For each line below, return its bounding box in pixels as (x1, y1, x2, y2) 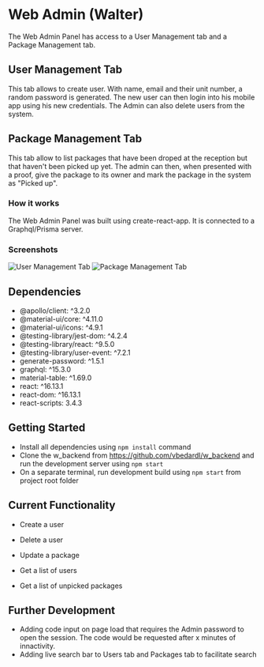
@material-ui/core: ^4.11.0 (19, 314, 104, 323)
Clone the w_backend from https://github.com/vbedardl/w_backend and (19, 450, 255, 460)
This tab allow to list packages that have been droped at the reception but (8, 153, 248, 163)
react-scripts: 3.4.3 (19, 398, 83, 408)
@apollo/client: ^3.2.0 (19, 306, 91, 315)
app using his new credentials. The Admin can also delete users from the (8, 100, 245, 110)
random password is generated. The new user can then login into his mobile (8, 92, 255, 102)
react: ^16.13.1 (19, 381, 64, 390)
